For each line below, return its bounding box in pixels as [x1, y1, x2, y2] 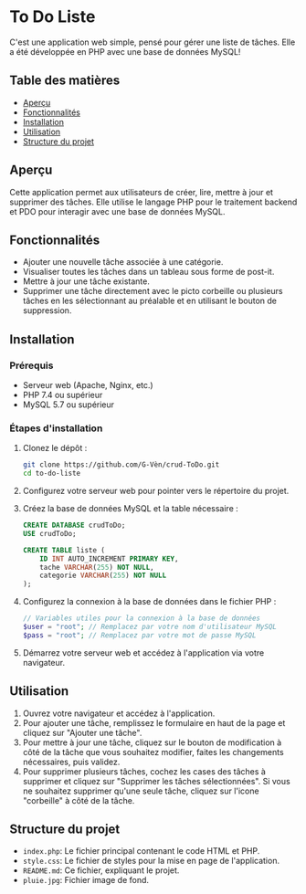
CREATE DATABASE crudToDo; [22, 521, 126, 531]
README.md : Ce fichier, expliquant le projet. [22, 865, 180, 876]
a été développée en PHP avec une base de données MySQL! [9, 46, 241, 57]
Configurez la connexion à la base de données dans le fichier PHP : [22, 596, 277, 607]
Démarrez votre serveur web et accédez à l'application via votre [22, 647, 265, 658]
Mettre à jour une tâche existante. [22, 276, 151, 287]
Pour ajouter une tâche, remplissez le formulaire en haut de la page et [22, 717, 286, 728]
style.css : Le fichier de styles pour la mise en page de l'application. [22, 856, 280, 867]
